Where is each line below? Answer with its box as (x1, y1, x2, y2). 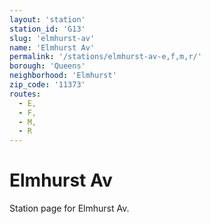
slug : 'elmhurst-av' (9, 33, 96, 43)
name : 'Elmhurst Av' (9, 42, 96, 53)
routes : (9, 89, 42, 99)
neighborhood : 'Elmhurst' (9, 71, 117, 81)
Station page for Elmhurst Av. (9, 202, 130, 215)
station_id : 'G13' (9, 24, 86, 34)
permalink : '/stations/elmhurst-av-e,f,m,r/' (9, 52, 202, 62)
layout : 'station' (9, 14, 86, 25)
